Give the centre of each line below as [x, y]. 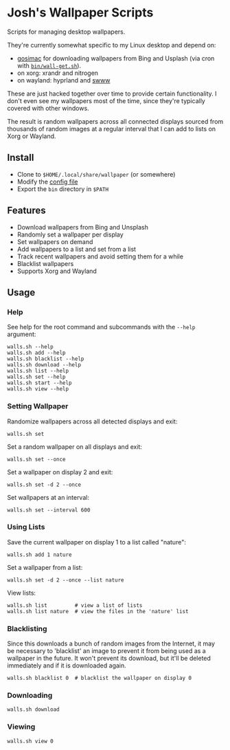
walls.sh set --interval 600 [49, 510]
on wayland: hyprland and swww [64, 80]
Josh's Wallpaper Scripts [80, 13]
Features [26, 211]
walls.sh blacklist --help [46, 359]
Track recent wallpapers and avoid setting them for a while [100, 256]
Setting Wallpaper [38, 406]
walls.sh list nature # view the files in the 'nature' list [98, 611]
